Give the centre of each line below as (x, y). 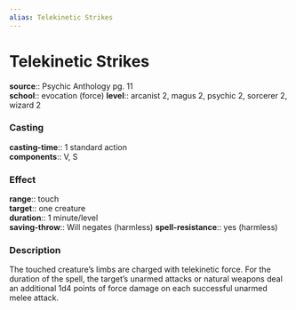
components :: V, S (44, 156)
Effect (23, 179)
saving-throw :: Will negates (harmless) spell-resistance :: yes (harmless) (144, 227)
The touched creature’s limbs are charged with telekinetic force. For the (140, 270)
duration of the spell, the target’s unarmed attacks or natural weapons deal (146, 279)
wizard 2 (25, 105)
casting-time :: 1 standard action (68, 147)
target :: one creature (48, 209)
